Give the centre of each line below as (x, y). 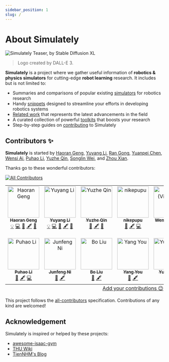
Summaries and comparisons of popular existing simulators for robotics (87, 93)
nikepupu (133, 220)
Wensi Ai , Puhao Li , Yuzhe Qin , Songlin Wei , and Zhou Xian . (67, 158)
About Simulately (42, 39)
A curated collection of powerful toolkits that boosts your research (81, 120)
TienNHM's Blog (29, 354)
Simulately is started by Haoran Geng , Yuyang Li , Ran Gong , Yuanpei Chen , (84, 153)
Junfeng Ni (60, 272)
